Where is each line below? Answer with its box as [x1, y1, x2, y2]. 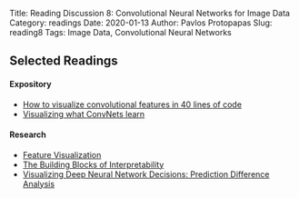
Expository [9, 78, 52, 89]
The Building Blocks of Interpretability [22, 159, 164, 170]
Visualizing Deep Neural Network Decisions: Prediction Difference [22, 168, 270, 180]
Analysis [22, 178, 55, 189]
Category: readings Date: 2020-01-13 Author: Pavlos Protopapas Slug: [9, 17, 273, 28]
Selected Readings [9, 54, 118, 69]
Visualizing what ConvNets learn [22, 108, 145, 119]
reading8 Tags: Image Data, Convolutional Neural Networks [9, 27, 232, 37]
